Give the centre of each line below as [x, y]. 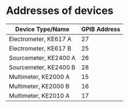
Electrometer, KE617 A [40, 39]
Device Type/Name [42, 29]
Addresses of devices [60, 11]
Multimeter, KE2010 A [39, 95]
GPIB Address [101, 29]
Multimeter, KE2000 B [39, 86]
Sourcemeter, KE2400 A [42, 58]
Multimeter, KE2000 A [39, 77]
